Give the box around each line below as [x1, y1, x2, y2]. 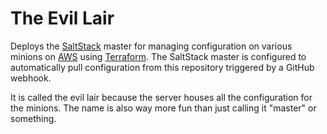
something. [10, 112, 57, 124]
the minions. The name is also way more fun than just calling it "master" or [10, 102, 317, 114]
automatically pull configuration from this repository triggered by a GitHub [10, 61, 315, 73]
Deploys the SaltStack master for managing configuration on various [10, 40, 293, 52]
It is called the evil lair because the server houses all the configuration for [10, 91, 313, 103]
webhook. [10, 72, 52, 84]
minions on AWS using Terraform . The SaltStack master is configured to [10, 50, 307, 62]
